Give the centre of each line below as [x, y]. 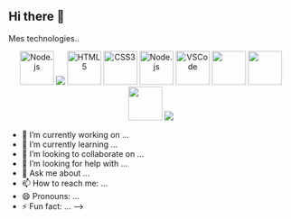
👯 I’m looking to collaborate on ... [83, 153]
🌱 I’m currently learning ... [70, 144]
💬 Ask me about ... [56, 173]
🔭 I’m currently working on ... [75, 134]
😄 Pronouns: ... [51, 196]
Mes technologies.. [44, 38]
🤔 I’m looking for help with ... [75, 163]
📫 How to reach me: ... [65, 183]
